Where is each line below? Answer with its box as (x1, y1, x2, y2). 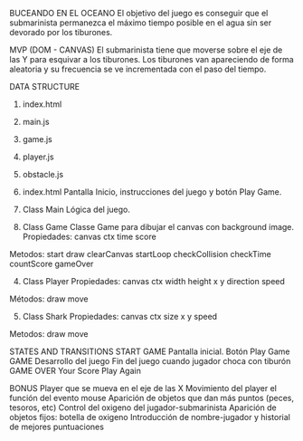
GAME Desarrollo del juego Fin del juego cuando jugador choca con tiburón (9, 356, 291, 366)
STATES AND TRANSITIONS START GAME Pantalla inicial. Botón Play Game (9, 346, 290, 357)
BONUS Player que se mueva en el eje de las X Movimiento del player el (9, 383, 278, 393)
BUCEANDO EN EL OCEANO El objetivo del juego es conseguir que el (9, 8, 269, 18)
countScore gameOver (9, 258, 94, 269)
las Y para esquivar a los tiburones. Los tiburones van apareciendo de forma (9, 54, 294, 64)
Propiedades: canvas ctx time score (22, 231, 156, 242)
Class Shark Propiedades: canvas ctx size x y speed (22, 312, 218, 321)
